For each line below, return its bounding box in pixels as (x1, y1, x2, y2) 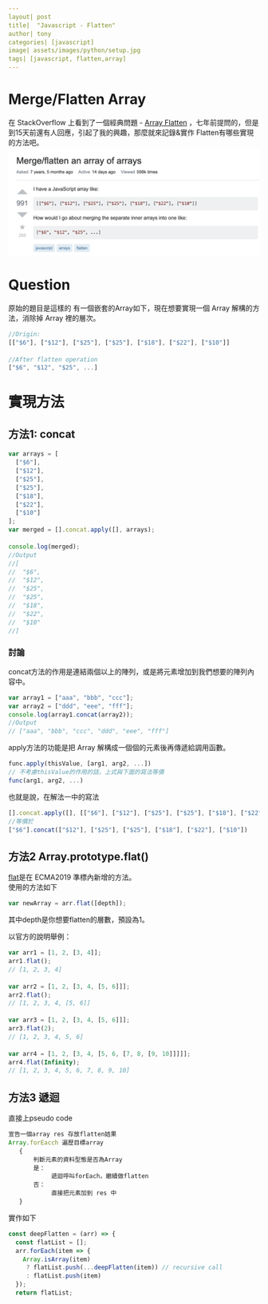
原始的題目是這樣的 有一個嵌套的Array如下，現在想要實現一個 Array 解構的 (8, 303, 253, 313)
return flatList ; (15, 1289, 73, 1297)
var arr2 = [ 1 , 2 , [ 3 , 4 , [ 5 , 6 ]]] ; (8, 982, 130, 990)
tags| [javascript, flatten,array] (8, 55, 127, 63)
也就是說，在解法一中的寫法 (8, 792, 100, 801)
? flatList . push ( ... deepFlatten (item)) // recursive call (26, 1263, 223, 1272)
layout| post (8, 13, 52, 21)
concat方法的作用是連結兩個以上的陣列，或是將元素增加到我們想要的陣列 (8, 666, 248, 676)
